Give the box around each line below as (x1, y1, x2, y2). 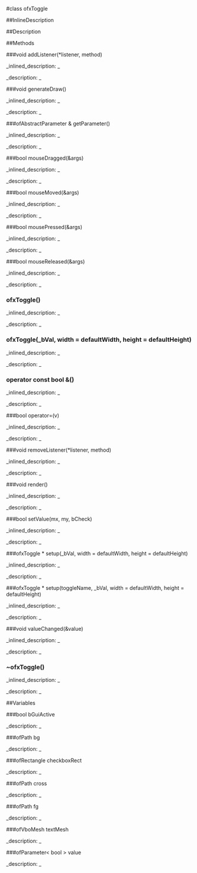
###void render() (6, 481, 49, 488)
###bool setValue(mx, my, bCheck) (6, 515, 93, 522)
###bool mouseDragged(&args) (6, 154, 84, 161)
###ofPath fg (6, 803, 39, 810)
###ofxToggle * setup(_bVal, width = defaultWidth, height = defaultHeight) (6, 550, 188, 557)
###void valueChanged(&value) (6, 625, 84, 632)
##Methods (6, 40, 34, 46)
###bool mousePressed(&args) (6, 224, 83, 230)
